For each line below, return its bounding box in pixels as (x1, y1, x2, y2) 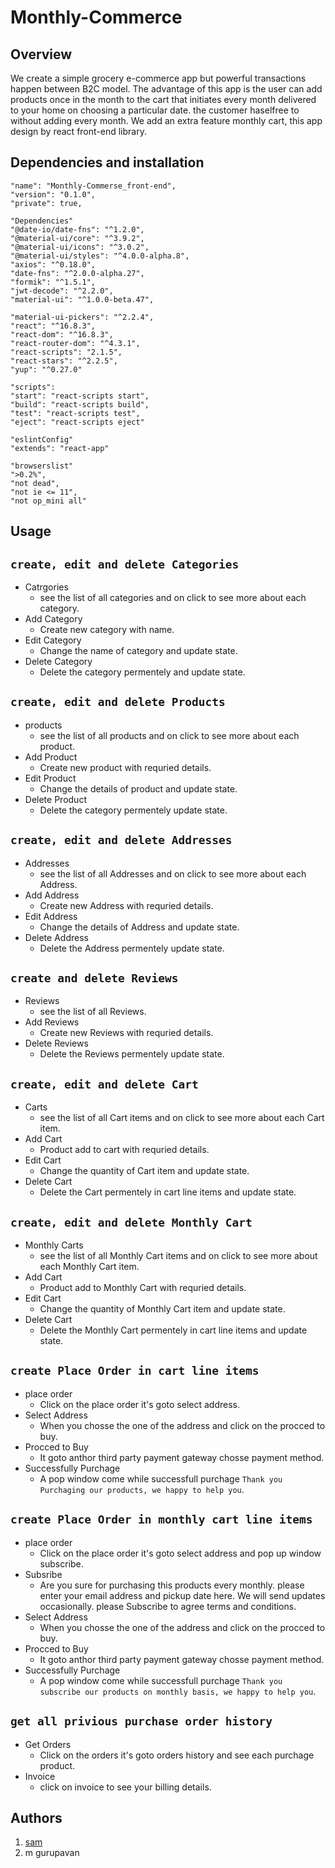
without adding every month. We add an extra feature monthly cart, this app (10, 115, 323, 126)
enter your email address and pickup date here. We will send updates (39, 1589, 326, 1601)
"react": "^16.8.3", (10, 321, 97, 331)
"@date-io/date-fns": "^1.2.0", (10, 224, 145, 235)
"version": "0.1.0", (10, 189, 97, 200)
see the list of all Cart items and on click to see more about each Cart (39, 1112, 325, 1124)
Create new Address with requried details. (39, 899, 214, 911)
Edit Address (24, 910, 78, 922)
